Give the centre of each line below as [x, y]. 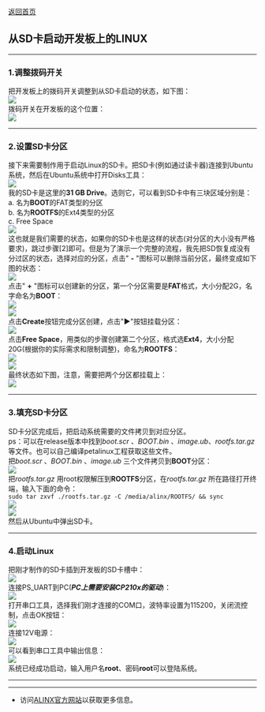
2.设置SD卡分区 [38, 147]
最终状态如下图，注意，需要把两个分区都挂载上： [88, 375]
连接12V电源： [32, 633]
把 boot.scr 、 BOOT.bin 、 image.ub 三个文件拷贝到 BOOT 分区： [110, 461]
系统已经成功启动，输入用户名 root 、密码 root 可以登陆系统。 [105, 668]
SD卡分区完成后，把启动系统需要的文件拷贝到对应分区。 [99, 431]
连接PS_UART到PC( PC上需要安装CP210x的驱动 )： [90, 587]
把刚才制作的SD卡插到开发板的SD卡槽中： [77, 570]
